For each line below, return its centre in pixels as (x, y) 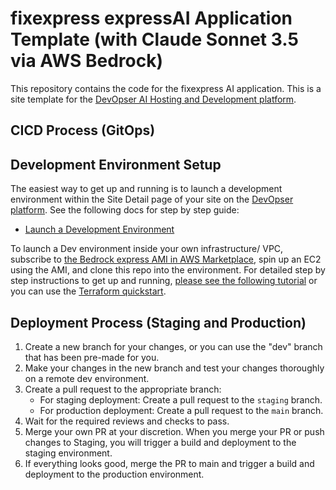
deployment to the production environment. (114, 474)
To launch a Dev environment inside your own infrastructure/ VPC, (147, 249)
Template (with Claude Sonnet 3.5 (154, 39)
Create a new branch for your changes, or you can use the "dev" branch (173, 346)
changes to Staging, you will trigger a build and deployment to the (160, 442)
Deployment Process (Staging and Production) (158, 322)
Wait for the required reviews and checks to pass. (127, 421)
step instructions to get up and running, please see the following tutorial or (164, 281)
